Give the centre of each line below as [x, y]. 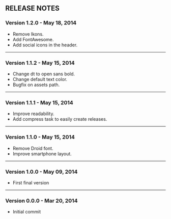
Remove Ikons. [28, 34]
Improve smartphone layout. [42, 154]
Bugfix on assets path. [36, 85]
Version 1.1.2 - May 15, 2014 [40, 63]
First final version [31, 182]
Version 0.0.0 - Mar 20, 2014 [41, 201]
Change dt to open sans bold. [44, 74]
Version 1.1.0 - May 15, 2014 [40, 137]
